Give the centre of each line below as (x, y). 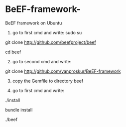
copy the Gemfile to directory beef (48, 81)
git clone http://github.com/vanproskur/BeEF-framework (63, 71)
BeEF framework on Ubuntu (34, 23)
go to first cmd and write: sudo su (47, 32)
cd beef (13, 52)
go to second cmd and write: (42, 61)
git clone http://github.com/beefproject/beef (51, 42)
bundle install (19, 110)
